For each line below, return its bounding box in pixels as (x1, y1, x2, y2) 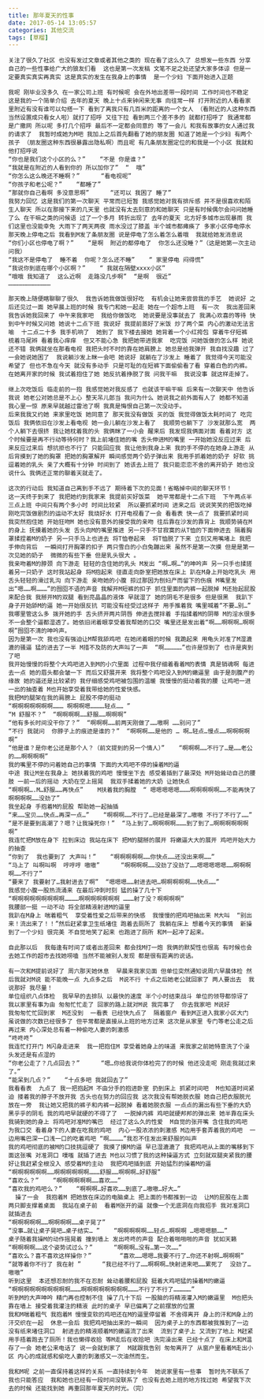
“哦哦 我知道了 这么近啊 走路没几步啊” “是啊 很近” (8, 273, 172, 281)
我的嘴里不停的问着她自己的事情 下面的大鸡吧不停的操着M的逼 (8, 761, 180, 769)
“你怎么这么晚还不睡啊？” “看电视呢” (8, 173, 132, 180)
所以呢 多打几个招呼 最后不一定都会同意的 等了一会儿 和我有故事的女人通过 (35, 122, 249, 130)
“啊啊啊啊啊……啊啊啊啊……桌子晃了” (8, 1219, 106, 1226)
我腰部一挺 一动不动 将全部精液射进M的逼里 (8, 903, 131, 911)
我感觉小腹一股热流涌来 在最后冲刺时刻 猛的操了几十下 (8, 887, 162, 895)
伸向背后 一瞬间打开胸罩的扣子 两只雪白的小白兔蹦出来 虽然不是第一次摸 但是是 (13, 543, 243, 552)
